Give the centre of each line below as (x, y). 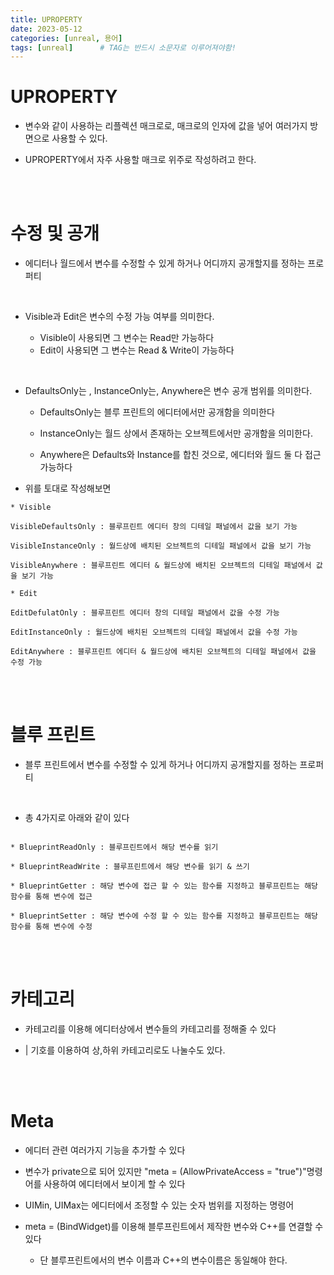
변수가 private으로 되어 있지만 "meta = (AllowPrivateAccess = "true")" (165, 1171)
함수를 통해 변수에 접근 (51, 897)
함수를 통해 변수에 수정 (51, 927)
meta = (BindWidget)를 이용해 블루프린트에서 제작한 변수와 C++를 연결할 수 (174, 1226)
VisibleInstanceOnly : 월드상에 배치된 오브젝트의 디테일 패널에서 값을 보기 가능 (161, 546)
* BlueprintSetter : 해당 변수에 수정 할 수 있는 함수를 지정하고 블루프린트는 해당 (164, 916)
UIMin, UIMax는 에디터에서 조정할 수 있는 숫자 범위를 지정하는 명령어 (159, 1205)
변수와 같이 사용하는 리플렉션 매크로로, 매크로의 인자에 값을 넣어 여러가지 (166, 126)
